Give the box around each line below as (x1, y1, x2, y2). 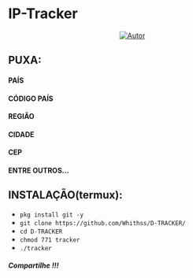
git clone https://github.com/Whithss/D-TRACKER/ (19, 219, 187, 227)
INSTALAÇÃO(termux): (8, 188, 123, 202)
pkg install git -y (19, 210, 84, 219)
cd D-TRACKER (19, 228, 63, 235)
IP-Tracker (8, 5, 78, 23)
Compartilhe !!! (8, 261, 59, 270)
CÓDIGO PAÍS (8, 94, 54, 103)
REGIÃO (8, 112, 35, 121)
